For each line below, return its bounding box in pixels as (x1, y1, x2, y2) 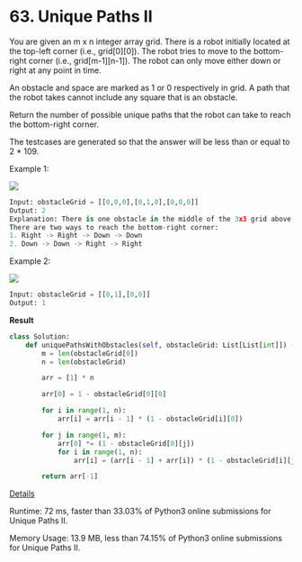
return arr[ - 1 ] (41, 472, 99, 481)
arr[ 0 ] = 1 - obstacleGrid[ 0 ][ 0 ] (41, 390, 167, 399)
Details (9, 488, 35, 499)
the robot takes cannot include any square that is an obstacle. (9, 92, 238, 103)
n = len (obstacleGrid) (41, 358, 127, 367)
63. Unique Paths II (9, 6, 153, 27)
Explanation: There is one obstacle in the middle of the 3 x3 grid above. (9, 214, 296, 223)
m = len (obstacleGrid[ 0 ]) (41, 349, 139, 358)
